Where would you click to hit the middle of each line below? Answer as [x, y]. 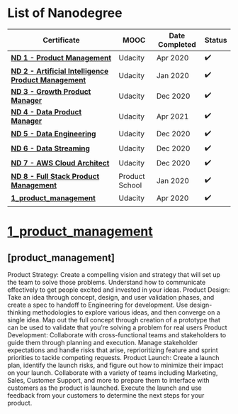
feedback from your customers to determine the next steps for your [106, 395]
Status [216, 40]
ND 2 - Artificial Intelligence [60, 71]
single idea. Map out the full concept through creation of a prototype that [114, 320]
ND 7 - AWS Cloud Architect [60, 163]
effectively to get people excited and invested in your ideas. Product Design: [119, 290]
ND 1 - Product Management [61, 58]
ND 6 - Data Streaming [51, 148]
